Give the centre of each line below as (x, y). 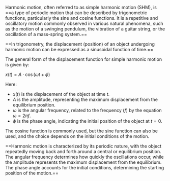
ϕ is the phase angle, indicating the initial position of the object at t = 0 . (87, 121)
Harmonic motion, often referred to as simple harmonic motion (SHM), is (81, 7)
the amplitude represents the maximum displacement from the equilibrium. (83, 162)
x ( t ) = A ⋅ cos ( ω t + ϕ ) (28, 75)
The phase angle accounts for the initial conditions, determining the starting (85, 168)
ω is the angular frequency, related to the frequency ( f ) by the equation (87, 110)
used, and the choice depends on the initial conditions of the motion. (77, 136)
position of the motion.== (32, 173)
